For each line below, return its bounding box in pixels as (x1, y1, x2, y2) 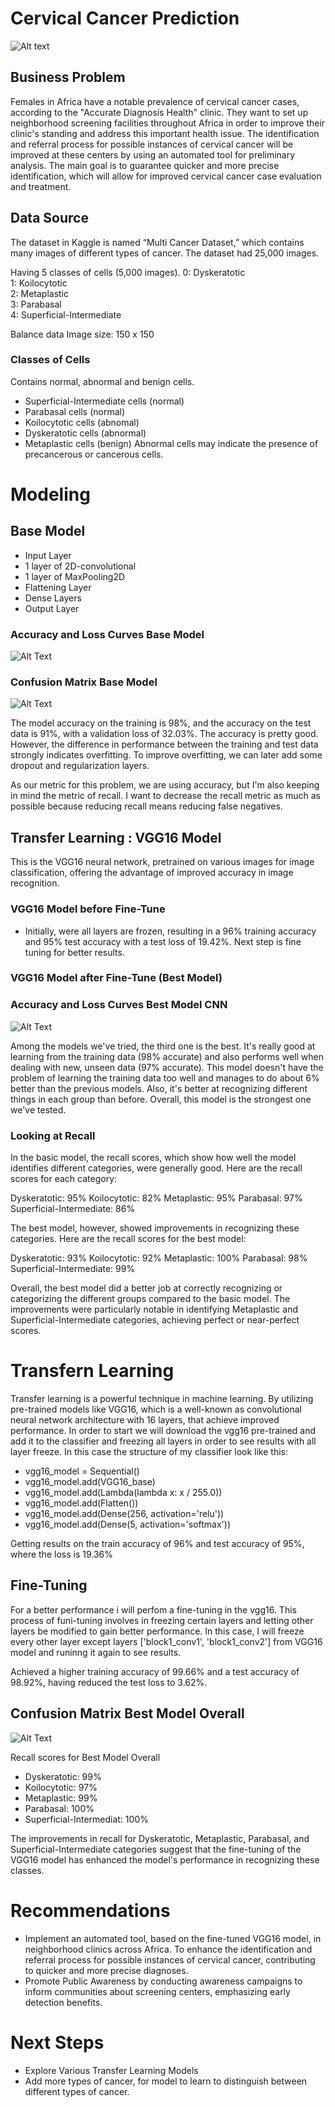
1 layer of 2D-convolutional (24, 560, 137, 572)
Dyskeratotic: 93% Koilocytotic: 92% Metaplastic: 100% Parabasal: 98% (10, 1252, 308, 1264)
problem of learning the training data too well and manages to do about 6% (10, 1072, 320, 1084)
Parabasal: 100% (24, 1802, 95, 1814)
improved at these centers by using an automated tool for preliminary (10, 148, 296, 161)
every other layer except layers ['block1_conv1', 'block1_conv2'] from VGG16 (10, 1635, 323, 1647)
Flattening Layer (24, 581, 92, 593)
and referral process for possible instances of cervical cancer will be (10, 138, 294, 150)
